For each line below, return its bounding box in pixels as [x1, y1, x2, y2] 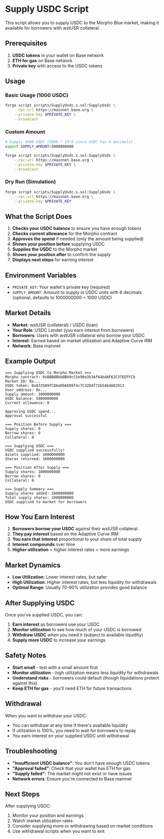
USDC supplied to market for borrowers [5, 499, 87, 504]
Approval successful [5, 413, 48, 418]
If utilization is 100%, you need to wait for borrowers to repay [12, 727, 136, 733]
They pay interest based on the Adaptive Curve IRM [12, 531, 119, 537]
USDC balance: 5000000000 [5, 396, 58, 401]
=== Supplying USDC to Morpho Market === [5, 370, 92, 375]
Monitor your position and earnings [12, 812, 84, 818]
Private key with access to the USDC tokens [12, 63, 102, 68]
